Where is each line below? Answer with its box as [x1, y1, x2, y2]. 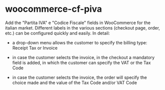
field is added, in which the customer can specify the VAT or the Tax [12, 60, 151, 65]
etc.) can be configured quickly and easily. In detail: [5, 30, 110, 36]
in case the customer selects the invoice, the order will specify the [12, 74, 147, 80]
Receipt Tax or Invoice [12, 45, 58, 51]
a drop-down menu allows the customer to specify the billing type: [12, 39, 148, 45]
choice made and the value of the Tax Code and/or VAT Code [12, 80, 137, 86]
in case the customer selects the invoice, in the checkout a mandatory [12, 54, 155, 60]
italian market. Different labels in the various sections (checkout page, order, [5, 25, 160, 30]
